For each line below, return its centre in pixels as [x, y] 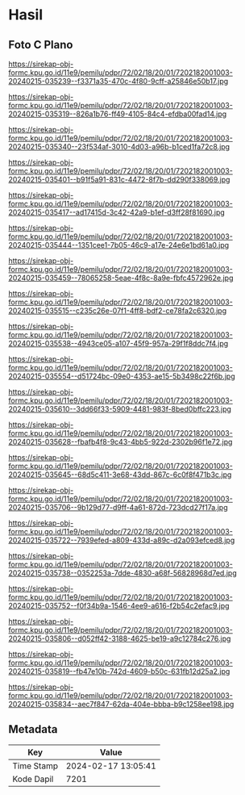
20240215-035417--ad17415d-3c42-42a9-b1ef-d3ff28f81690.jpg [117, 212]
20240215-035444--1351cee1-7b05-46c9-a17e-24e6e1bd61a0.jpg [119, 245]
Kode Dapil [33, 779]
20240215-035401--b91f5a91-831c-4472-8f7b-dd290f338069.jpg [119, 180]
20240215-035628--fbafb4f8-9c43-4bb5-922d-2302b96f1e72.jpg [120, 442]
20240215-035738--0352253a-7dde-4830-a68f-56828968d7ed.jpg [122, 573]
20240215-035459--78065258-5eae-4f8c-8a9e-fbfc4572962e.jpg [121, 278]
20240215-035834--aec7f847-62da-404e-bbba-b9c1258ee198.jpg [121, 704]
